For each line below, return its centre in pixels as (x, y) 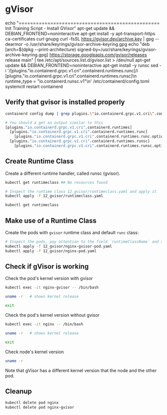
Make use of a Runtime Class (51, 220)
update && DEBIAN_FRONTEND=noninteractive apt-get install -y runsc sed (82, 65)
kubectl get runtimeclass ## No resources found (56, 182)
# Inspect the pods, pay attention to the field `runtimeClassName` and (82, 242)
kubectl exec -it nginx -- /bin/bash (44, 324)
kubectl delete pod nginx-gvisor (40, 408)
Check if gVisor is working (47, 267)
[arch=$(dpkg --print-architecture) (41, 49)
